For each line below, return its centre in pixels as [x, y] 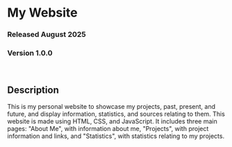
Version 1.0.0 [30, 53]
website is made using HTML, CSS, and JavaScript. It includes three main [112, 121]
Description [33, 90]
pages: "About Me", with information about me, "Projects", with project [108, 129]
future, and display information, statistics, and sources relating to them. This [116, 114]
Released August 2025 [47, 35]
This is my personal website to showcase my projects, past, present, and [111, 107]
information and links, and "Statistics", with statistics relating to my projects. [116, 136]
